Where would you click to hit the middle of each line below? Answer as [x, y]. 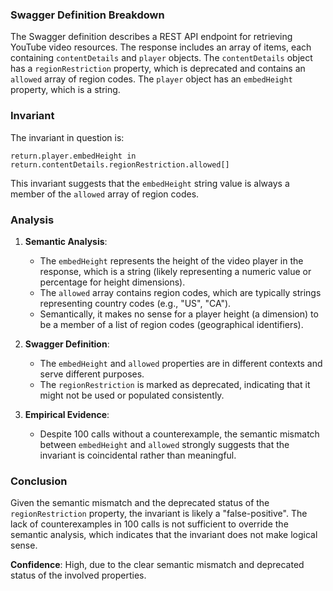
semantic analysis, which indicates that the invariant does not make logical [164, 535]
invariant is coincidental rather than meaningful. [138, 455]
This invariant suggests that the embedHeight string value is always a [150, 183]
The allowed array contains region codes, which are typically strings [180, 292]
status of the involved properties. [78, 575]
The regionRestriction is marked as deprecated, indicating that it [175, 384]
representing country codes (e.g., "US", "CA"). [135, 303]
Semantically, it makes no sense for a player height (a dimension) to [179, 314]
